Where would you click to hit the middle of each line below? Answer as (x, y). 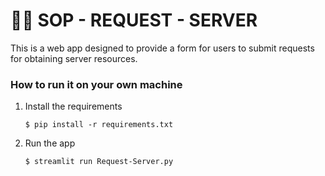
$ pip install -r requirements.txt (99, 125)
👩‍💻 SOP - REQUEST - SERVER (134, 20)
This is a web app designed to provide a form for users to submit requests (162, 48)
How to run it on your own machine (96, 84)
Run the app (50, 143)
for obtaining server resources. (74, 58)
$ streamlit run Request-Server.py (99, 162)
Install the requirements (73, 106)
